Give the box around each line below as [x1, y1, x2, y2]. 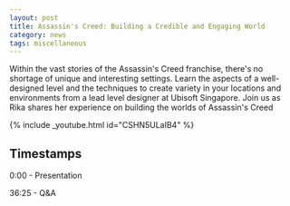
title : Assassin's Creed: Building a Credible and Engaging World [9, 22, 266, 31]
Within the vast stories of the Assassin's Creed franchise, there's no [9, 64, 264, 74]
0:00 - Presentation [9, 170, 82, 181]
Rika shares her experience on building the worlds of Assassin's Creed [9, 102, 274, 113]
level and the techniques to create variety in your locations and [46, 83, 282, 93]
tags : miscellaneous [9, 38, 88, 48]
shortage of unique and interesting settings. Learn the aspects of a [9, 74, 259, 84]
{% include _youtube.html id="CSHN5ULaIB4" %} [9, 120, 195, 131]
